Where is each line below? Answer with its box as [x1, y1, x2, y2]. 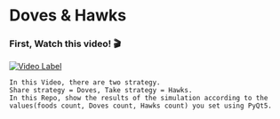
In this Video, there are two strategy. [9, 78, 162, 87]
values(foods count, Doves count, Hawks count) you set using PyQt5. [9, 101, 273, 111]
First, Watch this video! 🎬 [9, 37, 122, 50]
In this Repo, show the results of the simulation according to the [9, 94, 268, 103]
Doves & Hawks [9, 5, 127, 26]
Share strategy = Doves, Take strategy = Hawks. [9, 86, 193, 95]
